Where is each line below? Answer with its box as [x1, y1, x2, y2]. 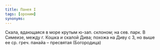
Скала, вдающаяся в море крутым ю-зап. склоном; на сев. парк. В [5, 30, 146, 35]
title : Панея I [5, 7, 36, 12]
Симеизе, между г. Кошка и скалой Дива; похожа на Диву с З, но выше [5, 34, 155, 40]
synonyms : [5, 16, 25, 21]
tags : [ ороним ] [5, 12, 36, 17]
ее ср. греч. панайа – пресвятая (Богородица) [5, 40, 101, 46]
